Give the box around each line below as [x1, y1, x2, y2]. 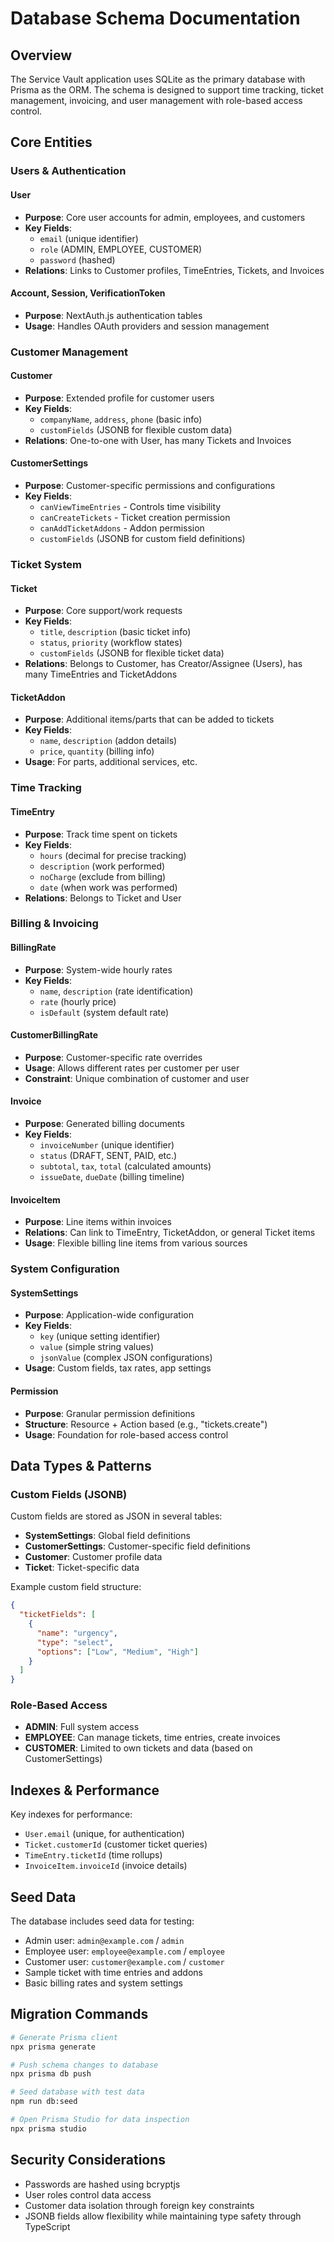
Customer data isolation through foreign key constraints [24, 2199, 255, 2211]
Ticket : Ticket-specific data [24, 1562, 140, 1574]
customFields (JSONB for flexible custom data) [39, 423, 233, 436]
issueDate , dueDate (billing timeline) [39, 1171, 185, 1183]
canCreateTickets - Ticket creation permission [39, 512, 231, 524]
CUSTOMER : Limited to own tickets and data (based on [24, 1742, 253, 1754]
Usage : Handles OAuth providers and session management [24, 320, 270, 332]
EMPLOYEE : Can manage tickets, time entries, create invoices [24, 1732, 281, 1744]
